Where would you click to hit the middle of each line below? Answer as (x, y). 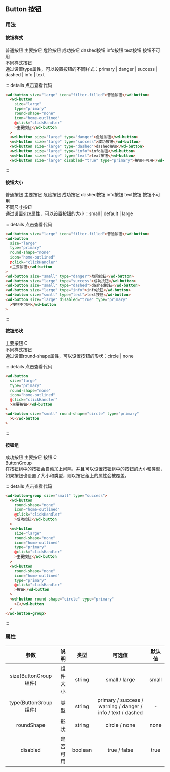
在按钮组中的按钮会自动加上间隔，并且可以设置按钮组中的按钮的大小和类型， (85, 469)
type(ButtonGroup (31, 702)
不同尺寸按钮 (18, 207)
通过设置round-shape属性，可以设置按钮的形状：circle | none (69, 356)
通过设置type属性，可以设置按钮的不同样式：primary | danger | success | (81, 69)
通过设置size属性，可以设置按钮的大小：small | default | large (69, 213)
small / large (120, 679)
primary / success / (120, 700)
